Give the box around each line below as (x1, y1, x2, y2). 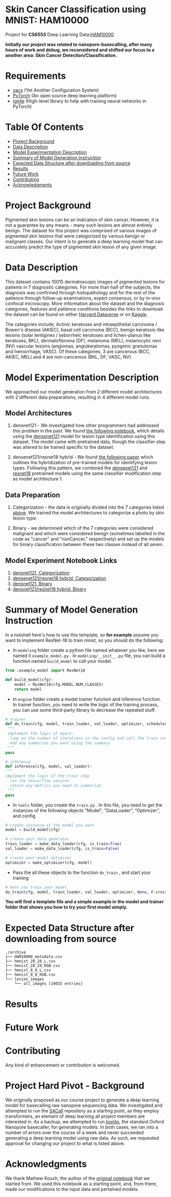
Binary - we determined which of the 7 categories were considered (12, 525, 154, 531)
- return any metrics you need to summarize (5, 783, 101, 788)
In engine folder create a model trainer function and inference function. (12, 696, 161, 702)
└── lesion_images (5, 976, 44, 982)
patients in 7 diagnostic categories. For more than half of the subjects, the (5, 284, 160, 290)
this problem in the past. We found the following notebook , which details (12, 428, 164, 434)
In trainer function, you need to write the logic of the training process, (12, 701, 159, 707)
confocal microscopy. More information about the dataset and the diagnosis (5, 300, 164, 307)
